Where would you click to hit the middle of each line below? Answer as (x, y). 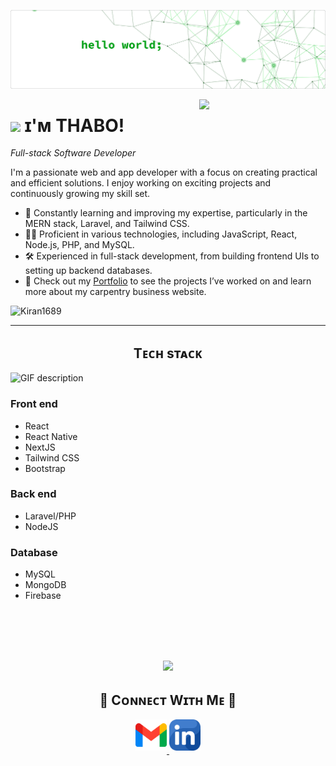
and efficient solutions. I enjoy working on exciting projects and (141, 183)
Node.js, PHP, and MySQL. (79, 245)
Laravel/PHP (50, 516)
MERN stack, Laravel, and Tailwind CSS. (107, 224)
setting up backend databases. (88, 271)
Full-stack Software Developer (73, 153)
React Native (51, 436)
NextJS (40, 447)
